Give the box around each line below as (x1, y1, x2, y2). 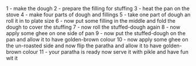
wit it (6, 55, 18, 61)
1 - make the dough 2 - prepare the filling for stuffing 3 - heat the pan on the (6, 5, 190, 12)
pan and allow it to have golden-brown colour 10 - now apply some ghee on (6, 36, 188, 43)
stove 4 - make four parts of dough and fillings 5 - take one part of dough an (6, 11, 191, 18)
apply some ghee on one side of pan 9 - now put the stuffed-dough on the (6, 30, 186, 37)
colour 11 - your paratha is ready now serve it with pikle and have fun (22, 48, 189, 55)
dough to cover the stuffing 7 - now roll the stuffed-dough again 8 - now (6, 23, 180, 30)
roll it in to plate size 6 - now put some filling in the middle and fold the (6, 18, 176, 24)
